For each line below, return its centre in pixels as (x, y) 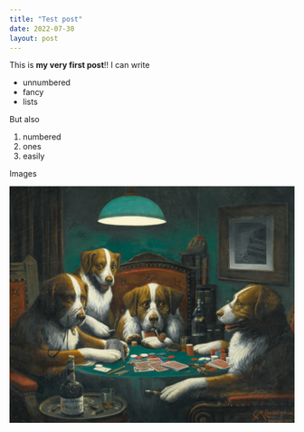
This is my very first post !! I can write (80, 65)
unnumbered (46, 82)
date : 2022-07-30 (42, 29)
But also (24, 120)
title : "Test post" (46, 19)
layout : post (34, 38)
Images (24, 174)
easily (33, 156)
